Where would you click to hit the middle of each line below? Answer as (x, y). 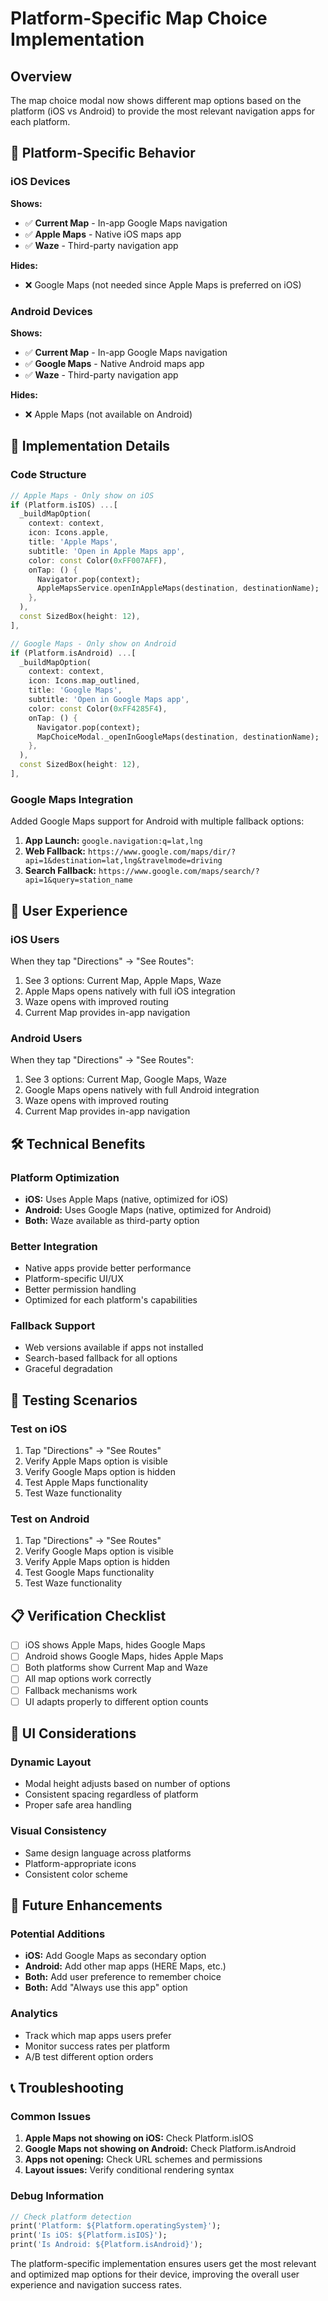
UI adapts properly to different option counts (116, 1701)
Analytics (34, 2014)
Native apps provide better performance (108, 1268)
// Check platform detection (71, 2217)
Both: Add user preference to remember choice (123, 1977)
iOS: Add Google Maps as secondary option (115, 1956)
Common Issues (51, 2116)
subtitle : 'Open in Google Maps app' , (109, 700)
